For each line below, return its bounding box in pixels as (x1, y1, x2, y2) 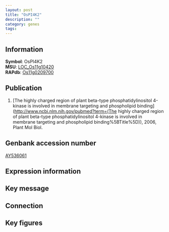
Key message (5, 184, 49, 193)
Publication (5, 84, 42, 93)
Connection (5, 201, 43, 210)
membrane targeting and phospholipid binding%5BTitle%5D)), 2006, (12, 119, 157, 125)
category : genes (5, 21, 40, 27)
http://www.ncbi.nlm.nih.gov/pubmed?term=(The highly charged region (14, 108, 164, 114)
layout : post (5, 7, 33, 13)
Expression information (5, 167, 81, 175)
